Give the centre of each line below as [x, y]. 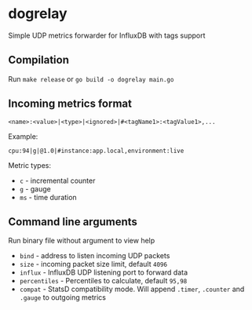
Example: [23, 136]
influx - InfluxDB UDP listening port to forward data [104, 272]
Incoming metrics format [70, 104]
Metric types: [30, 165]
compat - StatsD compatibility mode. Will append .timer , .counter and [132, 289]
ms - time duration [48, 197]
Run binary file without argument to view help [82, 241]
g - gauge [35, 188]
